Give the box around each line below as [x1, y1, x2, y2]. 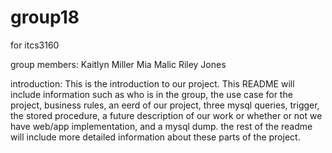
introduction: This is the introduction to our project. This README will [10, 77, 295, 90]
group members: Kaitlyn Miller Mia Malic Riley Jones [10, 58, 227, 70]
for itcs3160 [10, 39, 60, 51]
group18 [10, 6, 80, 29]
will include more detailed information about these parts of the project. [10, 131, 301, 143]
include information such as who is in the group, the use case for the [10, 88, 293, 100]
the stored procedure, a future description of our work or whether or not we [10, 109, 323, 121]
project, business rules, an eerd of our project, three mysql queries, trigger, [10, 99, 320, 111]
